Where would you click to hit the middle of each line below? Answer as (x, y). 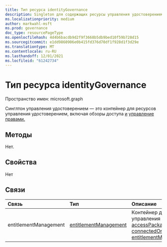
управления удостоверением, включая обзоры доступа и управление (80, 114)
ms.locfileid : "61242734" (32, 61)
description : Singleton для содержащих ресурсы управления (68, 14)
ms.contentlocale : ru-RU (31, 51)
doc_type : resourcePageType (34, 33)
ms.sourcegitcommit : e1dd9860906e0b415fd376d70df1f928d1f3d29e (72, 42)
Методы (19, 135)
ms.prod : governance (27, 28)
